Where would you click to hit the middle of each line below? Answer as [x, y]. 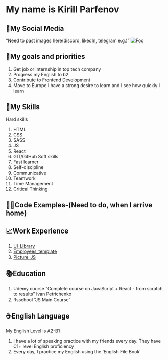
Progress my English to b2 [41, 74]
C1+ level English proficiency [43, 346]
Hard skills [17, 119]
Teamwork [24, 178]
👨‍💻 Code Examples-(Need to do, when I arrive [79, 205]
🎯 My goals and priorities [46, 57]
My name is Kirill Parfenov [63, 9]
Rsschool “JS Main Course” [42, 299]
